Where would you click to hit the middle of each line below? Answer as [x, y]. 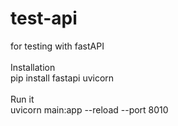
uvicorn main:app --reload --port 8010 [89, 109]
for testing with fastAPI [57, 46]
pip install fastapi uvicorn [62, 78]
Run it [22, 99]
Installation [33, 67]
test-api [44, 18]
